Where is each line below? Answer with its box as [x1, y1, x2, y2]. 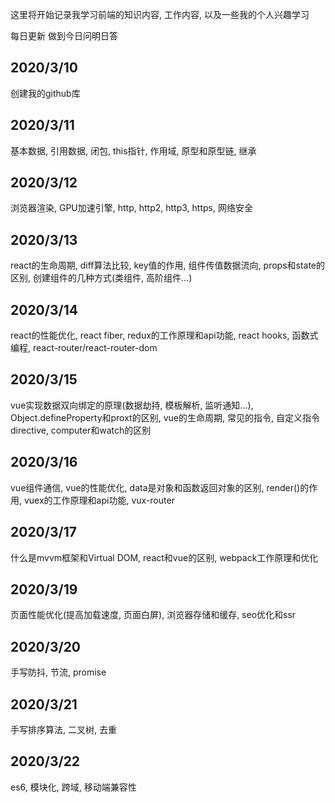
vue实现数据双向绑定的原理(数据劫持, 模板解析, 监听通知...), [10, 399, 254, 411]
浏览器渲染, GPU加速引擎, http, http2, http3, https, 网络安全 [10, 202, 253, 214]
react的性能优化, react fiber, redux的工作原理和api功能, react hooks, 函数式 [10, 329, 319, 342]
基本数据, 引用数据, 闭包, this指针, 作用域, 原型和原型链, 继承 [10, 144, 257, 157]
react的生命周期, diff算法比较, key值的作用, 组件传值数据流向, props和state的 [10, 259, 326, 272]
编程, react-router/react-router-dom [10, 342, 158, 354]
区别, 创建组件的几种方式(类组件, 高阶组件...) [10, 272, 193, 284]
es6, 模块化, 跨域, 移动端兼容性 [10, 781, 137, 793]
